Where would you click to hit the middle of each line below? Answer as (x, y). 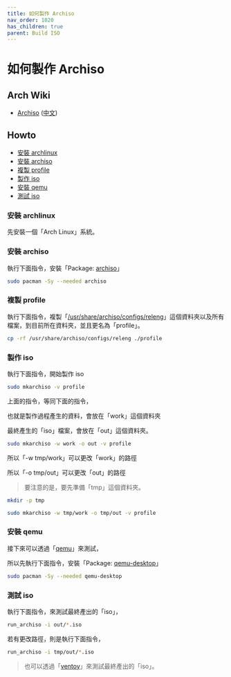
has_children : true (35, 26)
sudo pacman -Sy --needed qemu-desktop (65, 576)
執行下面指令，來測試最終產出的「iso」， (65, 611)
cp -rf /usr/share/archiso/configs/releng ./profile (85, 338)
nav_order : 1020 (30, 20)
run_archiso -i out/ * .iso (44, 624)
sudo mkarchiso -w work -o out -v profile (69, 443)
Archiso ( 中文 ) (37, 113)
